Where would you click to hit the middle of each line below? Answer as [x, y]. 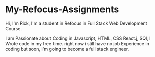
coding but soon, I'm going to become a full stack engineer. [67, 49]
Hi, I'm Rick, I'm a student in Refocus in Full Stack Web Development [76, 23]
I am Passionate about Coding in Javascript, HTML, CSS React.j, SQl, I [78, 38]
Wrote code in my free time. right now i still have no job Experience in [77, 43]
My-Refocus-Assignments [62, 9]
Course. [13, 28]
